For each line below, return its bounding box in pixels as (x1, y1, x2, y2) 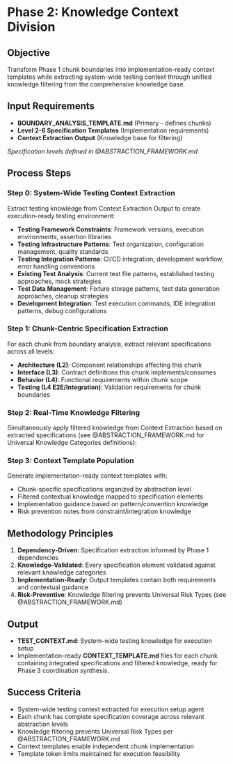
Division (7, 19, 56, 35)
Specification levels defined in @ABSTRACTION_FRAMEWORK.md (7, 147, 198, 156)
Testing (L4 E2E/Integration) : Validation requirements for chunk (17, 383, 202, 391)
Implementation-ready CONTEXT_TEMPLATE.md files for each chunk (17, 651, 218, 660)
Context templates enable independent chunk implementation (17, 742, 195, 750)
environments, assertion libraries (17, 232, 112, 241)
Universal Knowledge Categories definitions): (7, 439, 137, 447)
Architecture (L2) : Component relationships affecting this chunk (17, 361, 202, 369)
